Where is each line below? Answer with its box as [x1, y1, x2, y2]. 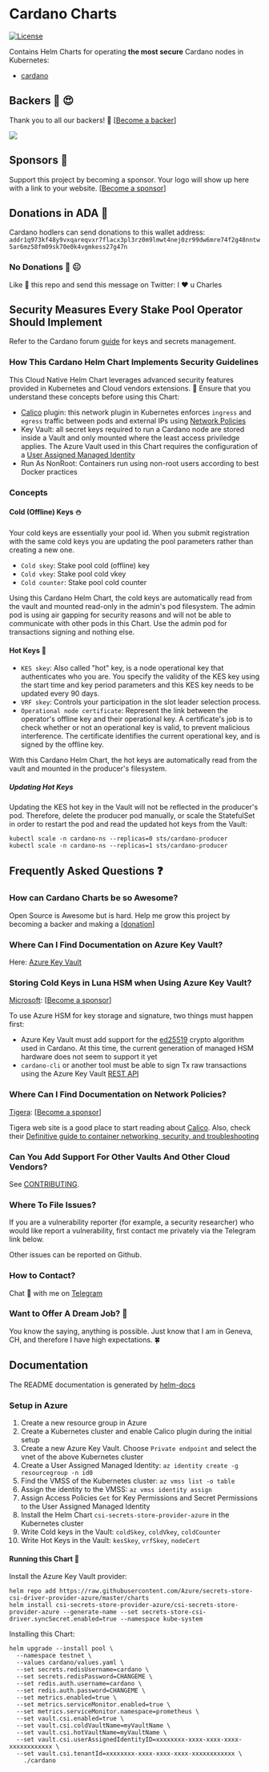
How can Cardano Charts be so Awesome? [9, 892, 179, 904]
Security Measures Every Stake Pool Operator [9, 303, 243, 317]
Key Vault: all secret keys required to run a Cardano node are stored [20, 424, 245, 434]
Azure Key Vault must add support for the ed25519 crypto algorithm [20, 1035, 245, 1044]
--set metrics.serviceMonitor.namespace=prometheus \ [16, 1708, 199, 1716]
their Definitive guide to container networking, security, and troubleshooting [9, 1131, 259, 1141]
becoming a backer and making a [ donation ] [9, 919, 155, 928]
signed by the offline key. [20, 740, 105, 749]
